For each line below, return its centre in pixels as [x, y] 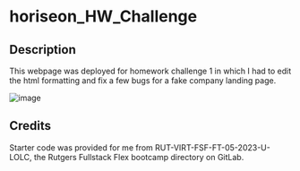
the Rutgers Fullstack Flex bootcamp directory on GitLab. [139, 157]
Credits [30, 126]
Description [43, 50]
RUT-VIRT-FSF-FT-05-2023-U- [213, 147]
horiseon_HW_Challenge [103, 17]
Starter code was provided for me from [81, 147]
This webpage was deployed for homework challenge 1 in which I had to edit [150, 71]
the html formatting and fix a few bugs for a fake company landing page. [143, 81]
